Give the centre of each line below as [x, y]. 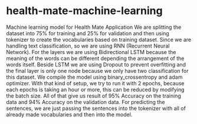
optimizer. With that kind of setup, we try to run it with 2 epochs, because [95, 83]
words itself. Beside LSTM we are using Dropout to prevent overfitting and [96, 64]
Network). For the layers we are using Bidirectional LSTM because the [91, 52]
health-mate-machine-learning [85, 11]
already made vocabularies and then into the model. [69, 114]
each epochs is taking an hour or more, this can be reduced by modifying [95, 89]
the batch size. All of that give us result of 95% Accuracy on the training [93, 96]
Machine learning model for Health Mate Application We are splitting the [94, 27]
